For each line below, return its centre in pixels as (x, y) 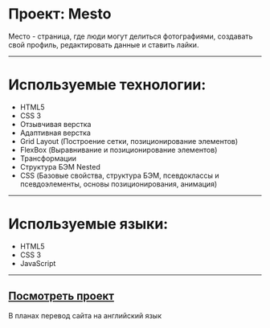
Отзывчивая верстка (55, 124)
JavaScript (38, 263)
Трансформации (48, 158)
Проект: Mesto (60, 14)
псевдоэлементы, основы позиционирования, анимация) (119, 184)
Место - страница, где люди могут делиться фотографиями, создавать (131, 36)
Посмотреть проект (61, 296)
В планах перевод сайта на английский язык (85, 315)
